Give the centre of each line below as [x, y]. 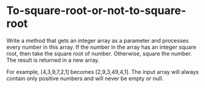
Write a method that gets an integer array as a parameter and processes [98, 40]
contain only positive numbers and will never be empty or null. [85, 78]
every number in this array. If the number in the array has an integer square [101, 47]
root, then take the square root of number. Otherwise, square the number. [99, 53]
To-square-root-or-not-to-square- [96, 11]
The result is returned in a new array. [53, 60]
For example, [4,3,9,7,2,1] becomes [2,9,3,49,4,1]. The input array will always [103, 71]
